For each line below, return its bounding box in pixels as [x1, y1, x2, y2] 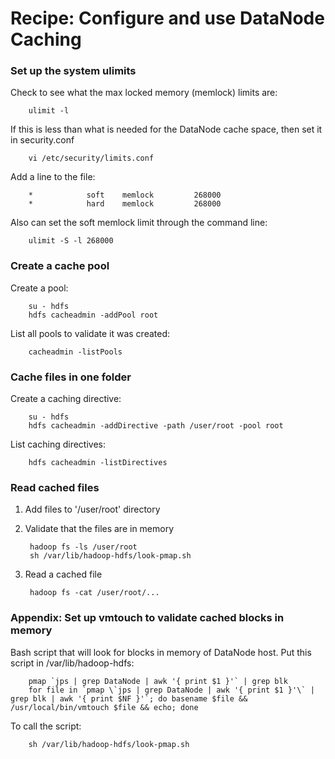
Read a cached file [24, 568, 103, 581]
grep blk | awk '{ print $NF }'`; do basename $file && [10, 693, 248, 704]
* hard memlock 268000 [28, 199, 222, 209]
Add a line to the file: [10, 171, 96, 183]
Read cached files [10, 481, 100, 494]
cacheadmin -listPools [28, 347, 123, 357]
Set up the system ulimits [10, 64, 137, 78]
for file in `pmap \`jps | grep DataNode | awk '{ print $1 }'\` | [28, 685, 315, 695]
